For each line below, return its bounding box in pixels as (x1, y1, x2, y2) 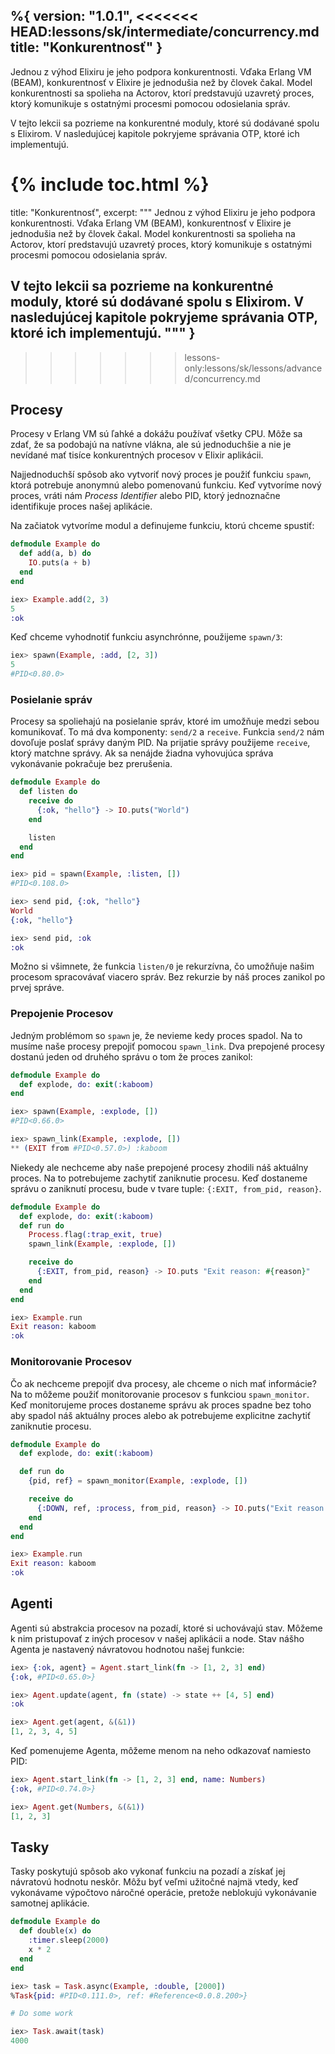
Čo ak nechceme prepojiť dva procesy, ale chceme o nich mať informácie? (10, 1377, 317, 1389)
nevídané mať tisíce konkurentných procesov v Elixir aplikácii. (10, 449, 264, 461)
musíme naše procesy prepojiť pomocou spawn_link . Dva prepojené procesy (10, 1040, 325, 1052)
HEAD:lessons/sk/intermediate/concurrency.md (10, 24, 320, 41)
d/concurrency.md (184, 372, 261, 384)
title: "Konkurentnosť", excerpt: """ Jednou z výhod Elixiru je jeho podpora (10, 206, 316, 218)
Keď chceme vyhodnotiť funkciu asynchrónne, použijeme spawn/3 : (10, 631, 283, 643)
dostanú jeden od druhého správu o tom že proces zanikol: (10, 1050, 253, 1063)
